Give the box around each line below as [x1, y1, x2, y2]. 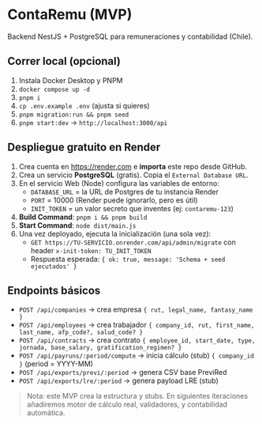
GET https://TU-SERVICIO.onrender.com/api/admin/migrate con [30, 237, 236, 247]
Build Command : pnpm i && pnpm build [18, 212, 148, 221]
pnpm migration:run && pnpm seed [18, 111, 129, 119]
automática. [26, 408, 65, 418]
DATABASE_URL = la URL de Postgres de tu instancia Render [30, 187, 219, 196]
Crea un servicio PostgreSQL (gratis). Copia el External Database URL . [18, 170, 249, 180]
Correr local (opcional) [7, 55, 122, 68]
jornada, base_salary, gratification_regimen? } [18, 344, 182, 352]
